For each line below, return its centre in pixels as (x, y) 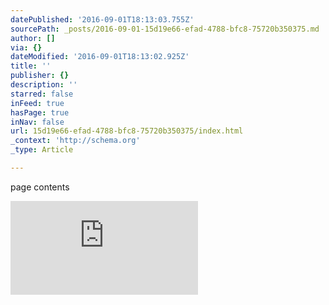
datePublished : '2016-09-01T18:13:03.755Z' (102, 19)
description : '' (44, 85)
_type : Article (42, 150)
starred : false (42, 94)
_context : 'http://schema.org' (75, 141)
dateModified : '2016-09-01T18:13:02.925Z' (100, 57)
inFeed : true (37, 103)
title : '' (31, 66)
